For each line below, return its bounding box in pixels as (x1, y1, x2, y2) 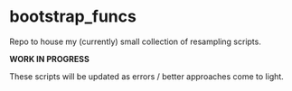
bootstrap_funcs (9, 6, 137, 27)
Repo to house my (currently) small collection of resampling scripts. (9, 36, 262, 47)
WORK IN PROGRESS (9, 53, 90, 64)
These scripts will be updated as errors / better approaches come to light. (9, 70, 285, 82)
